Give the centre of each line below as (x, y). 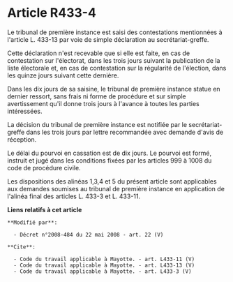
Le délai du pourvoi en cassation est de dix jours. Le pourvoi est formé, (109, 153)
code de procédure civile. (44, 168)
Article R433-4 (52, 13)
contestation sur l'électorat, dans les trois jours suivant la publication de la (114, 60)
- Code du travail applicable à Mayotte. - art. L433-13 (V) (104, 265)
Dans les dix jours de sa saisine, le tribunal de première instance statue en (114, 89)
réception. (22, 139)
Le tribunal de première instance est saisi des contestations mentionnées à (115, 32)
